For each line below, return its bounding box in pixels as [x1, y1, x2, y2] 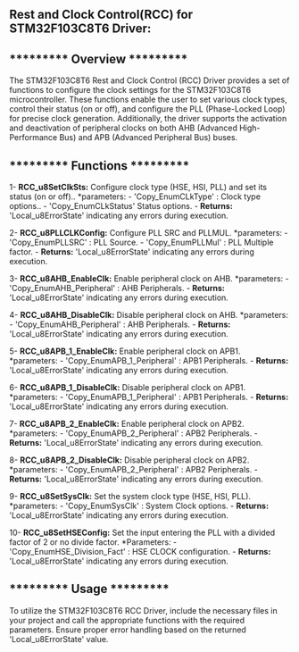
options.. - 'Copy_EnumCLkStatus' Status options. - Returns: [9, 201, 234, 212]
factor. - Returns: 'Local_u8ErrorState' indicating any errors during [9, 247, 254, 257]
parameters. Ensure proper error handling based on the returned [9, 624, 247, 635]
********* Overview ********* [9, 51, 188, 66]
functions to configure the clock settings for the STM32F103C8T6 [9, 85, 252, 96]
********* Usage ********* [9, 581, 170, 597]
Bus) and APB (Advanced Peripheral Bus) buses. [59, 132, 238, 143]
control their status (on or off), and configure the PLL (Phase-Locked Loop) [9, 104, 286, 114]
